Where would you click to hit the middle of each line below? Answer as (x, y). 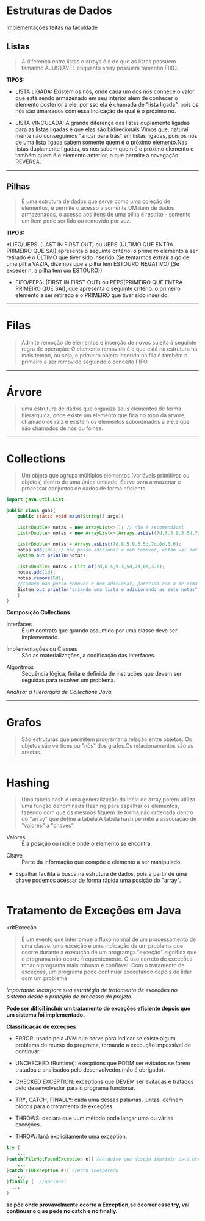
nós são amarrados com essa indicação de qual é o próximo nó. (95, 111)
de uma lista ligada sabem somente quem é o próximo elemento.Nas (101, 142)
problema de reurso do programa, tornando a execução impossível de (103, 1045)
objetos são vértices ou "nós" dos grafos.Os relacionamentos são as (107, 746)
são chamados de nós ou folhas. (62, 428)
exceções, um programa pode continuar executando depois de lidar (106, 972)
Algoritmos (20, 667)
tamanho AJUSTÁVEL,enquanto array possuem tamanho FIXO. (100, 68)
